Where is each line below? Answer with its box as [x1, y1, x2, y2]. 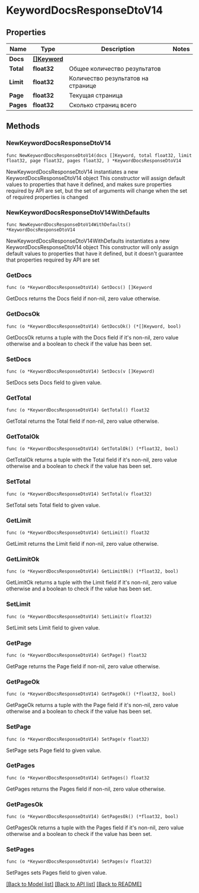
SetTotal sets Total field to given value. [6, 501, 101, 508]
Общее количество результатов [69, 65, 161, 73]
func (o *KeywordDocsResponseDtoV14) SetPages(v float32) [6, 859, 152, 865]
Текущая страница [69, 92, 123, 99]
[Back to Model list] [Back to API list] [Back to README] [6, 881, 142, 888]
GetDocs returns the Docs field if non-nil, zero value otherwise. [6, 295, 161, 302]
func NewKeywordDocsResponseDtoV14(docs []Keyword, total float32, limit [6, 152, 192, 158]
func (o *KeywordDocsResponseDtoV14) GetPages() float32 [6, 775, 150, 781]
